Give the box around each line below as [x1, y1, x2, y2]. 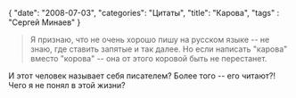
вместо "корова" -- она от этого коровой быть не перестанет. [29, 53, 267, 63]
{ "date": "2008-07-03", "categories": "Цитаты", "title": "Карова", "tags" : [8, 8, 280, 18]
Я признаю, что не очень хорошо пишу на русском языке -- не [29, 35, 270, 45]
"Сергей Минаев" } [8, 17, 81, 28]
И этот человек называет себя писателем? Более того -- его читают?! [8, 70, 275, 81]
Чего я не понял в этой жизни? [8, 80, 126, 90]
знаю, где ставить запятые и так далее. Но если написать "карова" [29, 44, 288, 54]
